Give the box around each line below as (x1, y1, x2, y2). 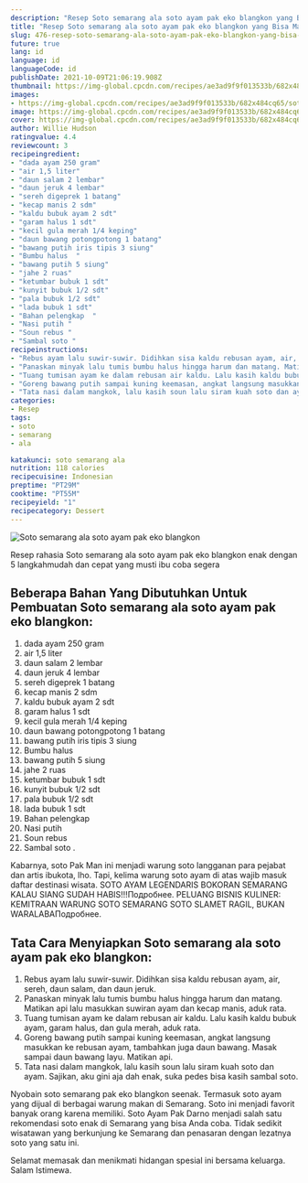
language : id (10, 56, 60, 65)
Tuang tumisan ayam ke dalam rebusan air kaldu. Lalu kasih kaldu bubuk (23, 1013, 297, 1024)
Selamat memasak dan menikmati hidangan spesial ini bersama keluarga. (10, 1155, 286, 1167)
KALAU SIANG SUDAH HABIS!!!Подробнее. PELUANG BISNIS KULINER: (10, 889, 281, 900)
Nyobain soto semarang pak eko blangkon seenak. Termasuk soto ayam (10, 1089, 282, 1100)
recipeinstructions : (10, 345, 90, 354)
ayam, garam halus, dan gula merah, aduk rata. (23, 1022, 201, 1034)
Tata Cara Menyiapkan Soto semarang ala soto (10, 935, 281, 951)
